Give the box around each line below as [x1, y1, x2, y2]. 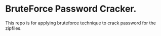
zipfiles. [5, 25, 22, 31]
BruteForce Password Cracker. [5, 3, 137, 15]
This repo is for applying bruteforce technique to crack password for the [5, 20, 156, 26]
